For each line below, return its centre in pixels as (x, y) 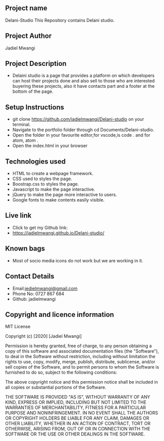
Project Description (36, 64)
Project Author (28, 36)
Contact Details (30, 276)
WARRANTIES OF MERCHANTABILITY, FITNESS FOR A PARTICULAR (76, 408)
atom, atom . (25, 140)
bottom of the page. (33, 91)
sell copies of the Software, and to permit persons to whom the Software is (82, 367)
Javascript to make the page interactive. (54, 190)
